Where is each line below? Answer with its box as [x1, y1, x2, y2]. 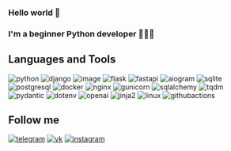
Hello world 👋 [8, 7, 61, 18]
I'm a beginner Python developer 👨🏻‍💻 [8, 28, 155, 39]
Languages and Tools [8, 53, 116, 66]
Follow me [8, 114, 60, 127]
